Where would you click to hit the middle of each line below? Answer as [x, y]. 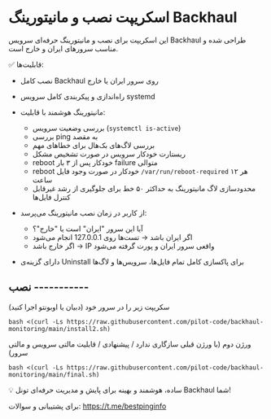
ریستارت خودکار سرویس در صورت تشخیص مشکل [109, 154]
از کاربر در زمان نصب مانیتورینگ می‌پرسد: [83, 212]
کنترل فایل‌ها [51, 197]
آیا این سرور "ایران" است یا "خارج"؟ [88, 229]
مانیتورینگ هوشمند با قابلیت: [63, 112]
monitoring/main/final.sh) [54, 374]
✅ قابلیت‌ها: [26, 64]
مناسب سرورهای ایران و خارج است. [63, 48]
